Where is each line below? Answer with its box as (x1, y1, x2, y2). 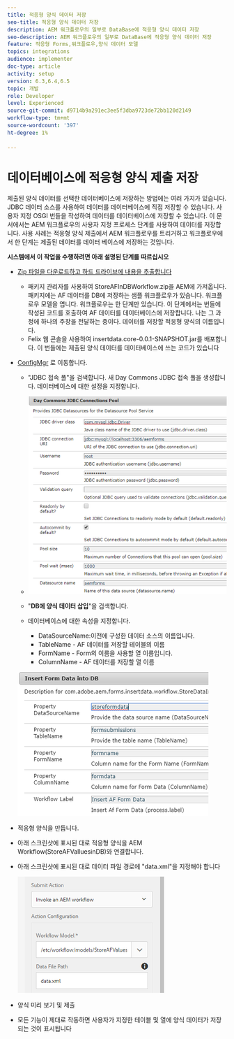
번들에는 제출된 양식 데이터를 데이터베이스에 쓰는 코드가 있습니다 (44, 343, 219, 352)
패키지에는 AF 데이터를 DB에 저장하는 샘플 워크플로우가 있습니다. (27, 291, 204, 300)
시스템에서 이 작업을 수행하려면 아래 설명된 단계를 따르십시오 (7, 252, 169, 261)
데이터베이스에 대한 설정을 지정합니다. (37, 382, 140, 391)
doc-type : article (7, 63, 61, 70)
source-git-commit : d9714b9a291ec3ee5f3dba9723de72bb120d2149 (7, 107, 192, 115)
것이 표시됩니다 (30, 1024, 72, 1033)
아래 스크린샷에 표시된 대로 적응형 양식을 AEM (17, 838, 143, 847)
